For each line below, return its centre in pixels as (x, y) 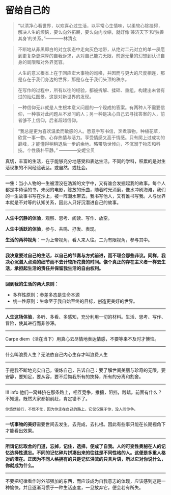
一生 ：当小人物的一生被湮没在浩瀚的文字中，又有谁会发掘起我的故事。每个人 (85, 183)
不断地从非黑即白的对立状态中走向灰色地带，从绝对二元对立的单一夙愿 (91, 49)
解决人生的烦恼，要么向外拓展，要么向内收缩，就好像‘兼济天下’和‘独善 (91, 32)
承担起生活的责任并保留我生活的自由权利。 (59, 268)
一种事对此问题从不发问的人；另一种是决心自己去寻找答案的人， (94, 114)
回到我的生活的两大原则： (32, 284)
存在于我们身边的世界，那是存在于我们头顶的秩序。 (76, 79)
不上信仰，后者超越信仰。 (53, 120)
